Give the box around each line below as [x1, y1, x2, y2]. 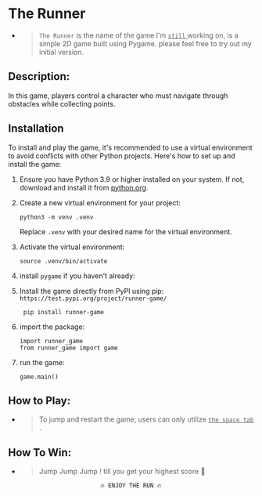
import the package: [19, 322, 85, 331]
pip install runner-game [23, 308, 104, 316]
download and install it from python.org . [19, 183, 149, 192]
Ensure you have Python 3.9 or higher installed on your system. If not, [19, 174, 245, 184]
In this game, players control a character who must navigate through [8, 91, 228, 100]
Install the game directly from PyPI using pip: [19, 286, 164, 295]
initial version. [38, 47, 84, 56]
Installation [8, 122, 64, 136]
